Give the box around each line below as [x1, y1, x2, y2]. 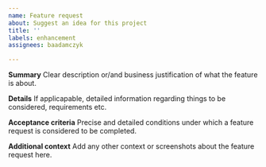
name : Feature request [8, 11, 83, 20]
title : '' [8, 26, 41, 34]
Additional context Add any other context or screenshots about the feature [8, 142, 255, 151]
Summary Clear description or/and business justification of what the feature [8, 70, 258, 80]
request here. [8, 150, 52, 160]
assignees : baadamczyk [8, 41, 83, 49]
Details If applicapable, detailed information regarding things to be [8, 94, 226, 103]
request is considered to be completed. [8, 126, 137, 136]
